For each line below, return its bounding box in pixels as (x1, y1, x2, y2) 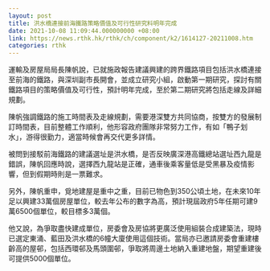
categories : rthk (8, 42, 67, 50)
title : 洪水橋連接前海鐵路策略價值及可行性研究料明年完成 (8, 19, 178, 27)
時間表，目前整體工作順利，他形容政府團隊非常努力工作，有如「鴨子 (14, 122, 241, 132)
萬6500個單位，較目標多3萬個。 (8, 207, 115, 216)
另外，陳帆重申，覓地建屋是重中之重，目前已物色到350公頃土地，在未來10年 (8, 187, 261, 196)
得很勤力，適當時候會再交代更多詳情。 (32, 132, 160, 142)
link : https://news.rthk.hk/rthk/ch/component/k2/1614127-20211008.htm (8, 34, 253, 43)
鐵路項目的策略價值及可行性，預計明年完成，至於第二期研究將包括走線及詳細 (8, 85, 262, 95)
